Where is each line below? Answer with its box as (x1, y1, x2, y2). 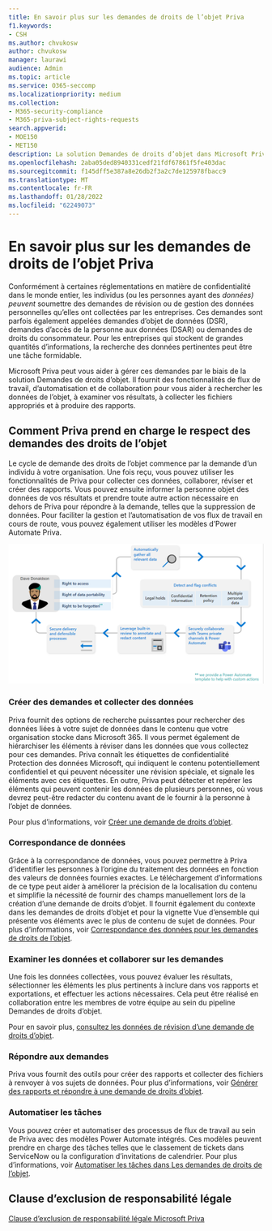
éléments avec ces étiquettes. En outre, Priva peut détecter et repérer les (8, 775, 253, 785)
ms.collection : (8, 98, 60, 107)
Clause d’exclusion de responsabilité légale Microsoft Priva (8, 1213, 205, 1223)
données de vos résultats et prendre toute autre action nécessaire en (8, 493, 239, 502)
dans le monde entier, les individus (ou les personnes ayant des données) (8, 290, 254, 299)
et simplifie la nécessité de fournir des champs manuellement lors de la (8, 889, 246, 900)
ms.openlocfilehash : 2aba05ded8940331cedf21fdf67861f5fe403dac (8, 158, 227, 166)
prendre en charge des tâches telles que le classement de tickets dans (8, 1143, 244, 1152)
